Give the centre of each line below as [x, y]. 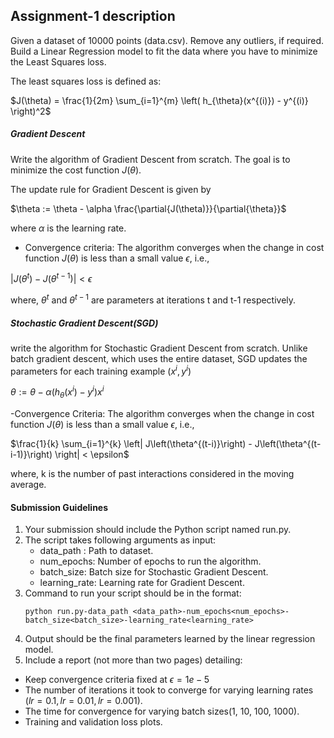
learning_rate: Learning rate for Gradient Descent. [142, 583]
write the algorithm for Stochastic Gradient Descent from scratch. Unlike [159, 348]
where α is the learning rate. [68, 228]
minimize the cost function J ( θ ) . [76, 170]
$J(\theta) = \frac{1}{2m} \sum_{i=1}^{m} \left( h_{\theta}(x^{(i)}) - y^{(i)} [159, 100]
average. [28, 485]
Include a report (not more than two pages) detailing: [133, 660]
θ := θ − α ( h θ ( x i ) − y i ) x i [57, 392]
